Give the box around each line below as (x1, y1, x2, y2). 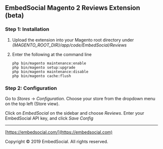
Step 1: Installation (5, 26, 49, 33)
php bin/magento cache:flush (12, 74, 71, 78)
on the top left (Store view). (5, 101, 60, 106)
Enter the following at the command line (12, 51, 92, 57)
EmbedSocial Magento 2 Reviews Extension (5, 4, 141, 12)
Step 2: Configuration (5, 85, 57, 91)
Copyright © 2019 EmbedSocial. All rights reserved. (5, 138, 108, 144)
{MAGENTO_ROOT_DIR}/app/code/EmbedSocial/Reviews (12, 42, 127, 48)
